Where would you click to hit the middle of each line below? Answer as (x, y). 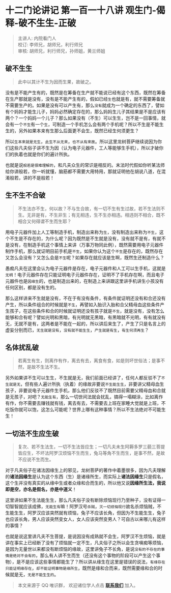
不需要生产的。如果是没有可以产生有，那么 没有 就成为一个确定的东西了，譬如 (85, 105)
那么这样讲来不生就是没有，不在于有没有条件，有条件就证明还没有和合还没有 (85, 298)
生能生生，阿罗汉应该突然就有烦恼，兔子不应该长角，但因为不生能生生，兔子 (85, 513)
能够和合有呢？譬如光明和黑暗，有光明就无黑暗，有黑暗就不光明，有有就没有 (85, 317)
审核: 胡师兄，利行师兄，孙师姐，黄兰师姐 (61, 51)
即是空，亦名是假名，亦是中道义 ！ (41, 489)
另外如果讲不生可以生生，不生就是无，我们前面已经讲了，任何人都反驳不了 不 (85, 378)
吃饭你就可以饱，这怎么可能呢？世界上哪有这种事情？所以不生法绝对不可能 (83, 409)
